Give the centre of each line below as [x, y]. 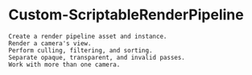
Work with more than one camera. [64, 65]
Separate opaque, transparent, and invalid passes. [97, 57]
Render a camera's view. [50, 43]
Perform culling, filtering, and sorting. [81, 50]
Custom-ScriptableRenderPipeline [126, 15]
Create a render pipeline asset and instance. [88, 36]
